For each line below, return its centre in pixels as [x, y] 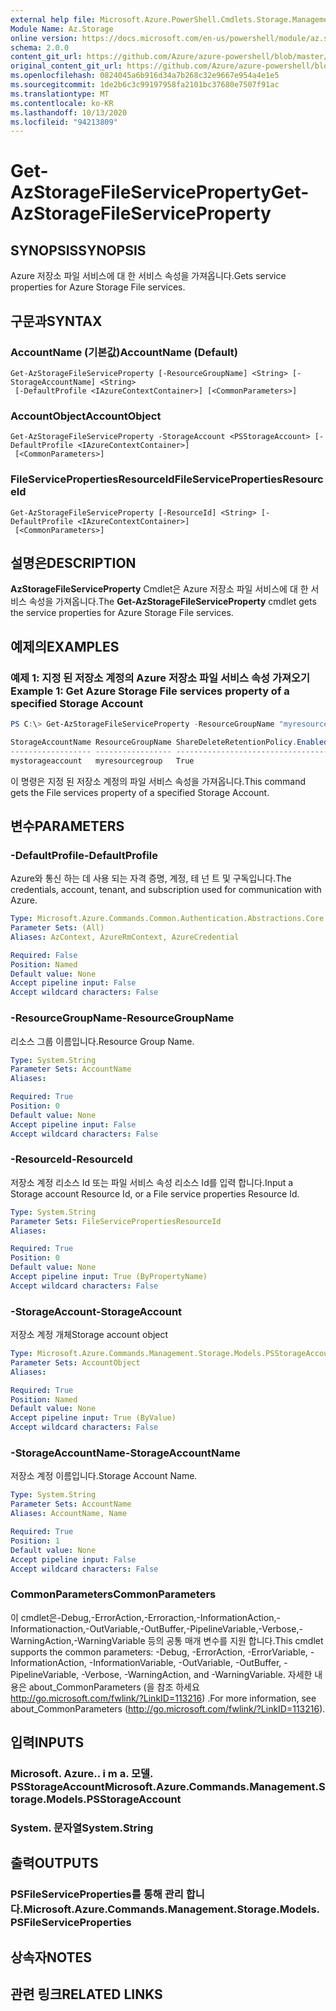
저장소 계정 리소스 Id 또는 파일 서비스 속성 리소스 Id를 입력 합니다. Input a [152, 1182]
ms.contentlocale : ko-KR [62, 103]
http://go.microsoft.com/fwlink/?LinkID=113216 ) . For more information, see [163, 1698]
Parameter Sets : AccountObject [75, 1362]
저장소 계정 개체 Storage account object [89, 1335]
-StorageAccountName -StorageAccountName [125, 1453]
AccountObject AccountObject [86, 416]
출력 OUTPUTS [54, 1863]
